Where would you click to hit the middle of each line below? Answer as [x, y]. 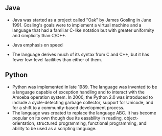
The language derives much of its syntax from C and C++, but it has [81, 54]
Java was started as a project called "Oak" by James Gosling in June [82, 20]
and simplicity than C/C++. [39, 35]
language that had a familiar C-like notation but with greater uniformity [83, 30]
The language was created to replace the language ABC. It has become [84, 113]
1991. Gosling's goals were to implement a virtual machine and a [77, 25]
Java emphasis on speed [37, 45]
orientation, [24, 123]
